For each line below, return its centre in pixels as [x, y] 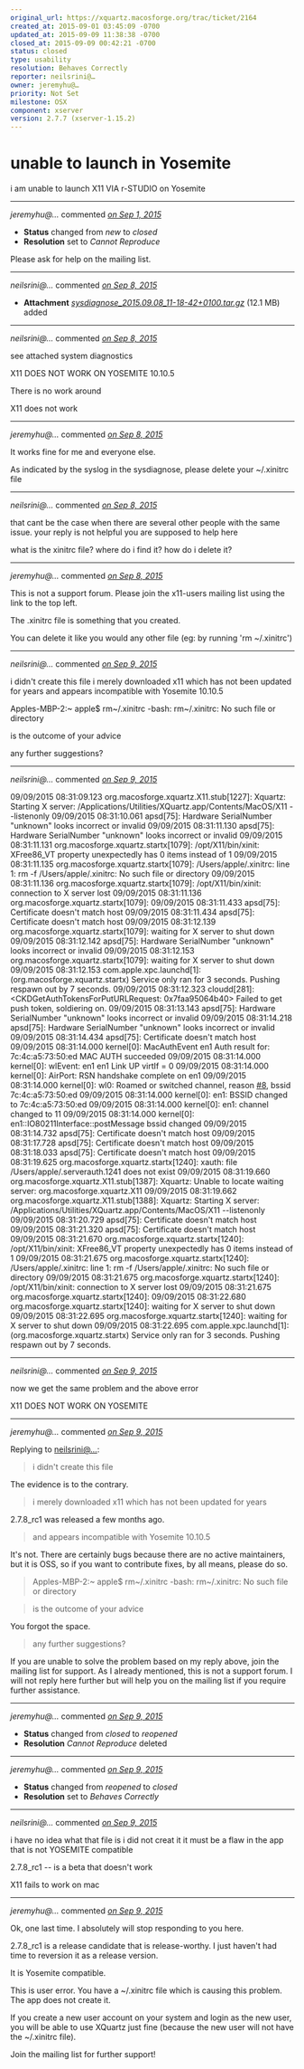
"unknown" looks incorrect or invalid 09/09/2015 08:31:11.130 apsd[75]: [143, 826]
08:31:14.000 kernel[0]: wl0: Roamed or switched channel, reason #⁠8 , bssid [151, 1086]
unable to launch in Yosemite [121, 163]
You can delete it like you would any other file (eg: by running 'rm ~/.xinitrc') [151, 638]
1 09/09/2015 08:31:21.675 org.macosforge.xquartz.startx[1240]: [130, 1258]
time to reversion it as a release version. [84, 1956]
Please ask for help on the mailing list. [81, 260]
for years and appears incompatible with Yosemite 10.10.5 [117, 691]
